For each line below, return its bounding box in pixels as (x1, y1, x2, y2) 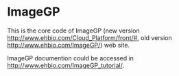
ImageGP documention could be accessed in (7, 54, 134, 62)
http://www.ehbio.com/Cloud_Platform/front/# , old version (7, 33, 173, 41)
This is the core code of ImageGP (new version (7, 26, 140, 35)
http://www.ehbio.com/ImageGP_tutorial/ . (7, 61, 125, 69)
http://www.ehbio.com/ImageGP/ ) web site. (7, 41, 130, 49)
